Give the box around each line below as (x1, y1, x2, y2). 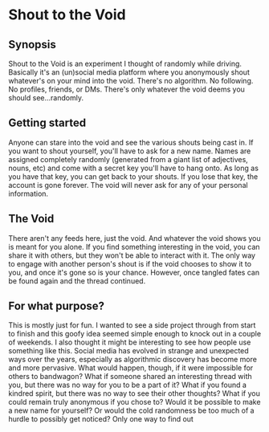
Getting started (8, 116, 87, 130)
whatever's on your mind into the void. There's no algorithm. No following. (8, 76, 254, 85)
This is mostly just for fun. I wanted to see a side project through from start (8, 320, 256, 330)
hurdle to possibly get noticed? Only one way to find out (8, 414, 194, 424)
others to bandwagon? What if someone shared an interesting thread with (8, 372, 253, 381)
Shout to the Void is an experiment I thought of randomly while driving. (8, 59, 243, 68)
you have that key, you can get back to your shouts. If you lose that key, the (8, 171, 259, 181)
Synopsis (8, 38, 56, 51)
